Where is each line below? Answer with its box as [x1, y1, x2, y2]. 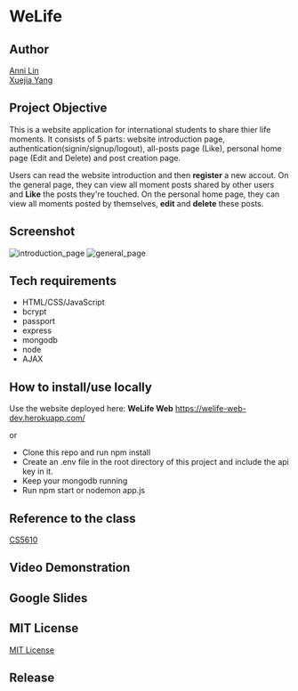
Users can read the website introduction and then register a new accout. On [9, 169, 289, 180]
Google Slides [9, 590, 88, 606]
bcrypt [21, 306, 47, 317]
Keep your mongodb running [21, 476, 128, 486]
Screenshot [9, 224, 76, 240]
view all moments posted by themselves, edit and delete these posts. [9, 198, 264, 208]
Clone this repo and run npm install [21, 447, 151, 458]
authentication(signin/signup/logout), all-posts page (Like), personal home [9, 142, 282, 153]
